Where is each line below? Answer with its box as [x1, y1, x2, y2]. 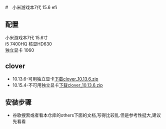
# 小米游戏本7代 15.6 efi [5, 4, 57, 10]
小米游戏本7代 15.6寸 [5, 34, 48, 40]
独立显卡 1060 [5, 47, 34, 53]
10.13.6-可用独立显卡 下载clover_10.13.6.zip [12, 75, 98, 81]
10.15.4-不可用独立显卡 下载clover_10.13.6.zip [12, 82, 103, 88]
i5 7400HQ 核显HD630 [5, 40, 52, 46]
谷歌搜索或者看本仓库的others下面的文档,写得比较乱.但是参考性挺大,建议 [12, 112, 161, 118]
